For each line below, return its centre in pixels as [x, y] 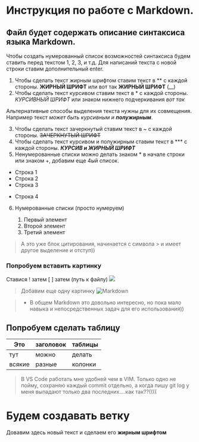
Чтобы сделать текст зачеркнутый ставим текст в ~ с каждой [93, 129]
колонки [84, 364]
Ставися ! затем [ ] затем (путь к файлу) [57, 280]
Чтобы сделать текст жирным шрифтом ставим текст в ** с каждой [101, 80]
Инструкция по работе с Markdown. [100, 10]
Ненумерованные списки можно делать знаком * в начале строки [99, 154]
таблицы [85, 345]
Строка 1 [26, 172]
